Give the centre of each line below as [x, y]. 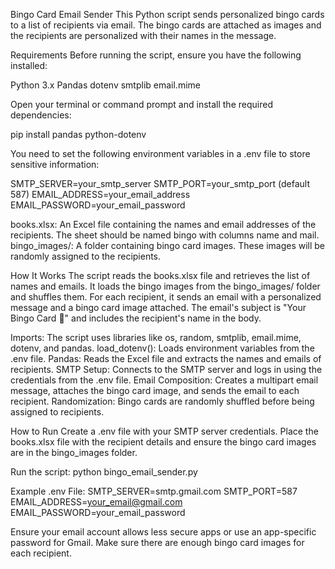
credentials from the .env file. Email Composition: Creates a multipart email [164, 380]
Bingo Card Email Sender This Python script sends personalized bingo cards [167, 14]
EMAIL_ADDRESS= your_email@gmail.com [96, 502]
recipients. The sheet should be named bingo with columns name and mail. [165, 235]
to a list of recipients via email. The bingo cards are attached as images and [166, 25]
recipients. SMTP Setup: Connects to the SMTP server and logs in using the [166, 369]
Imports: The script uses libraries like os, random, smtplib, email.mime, [156, 337]
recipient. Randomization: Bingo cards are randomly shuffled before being [162, 401]
